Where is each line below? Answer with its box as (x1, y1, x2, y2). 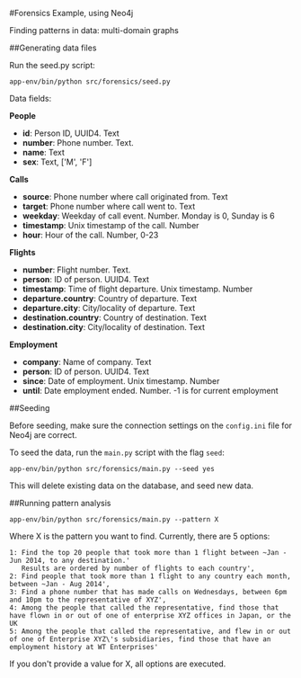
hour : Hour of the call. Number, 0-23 (22, 229, 159, 240)
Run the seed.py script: (9, 60, 96, 70)
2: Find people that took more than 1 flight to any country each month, (9, 572, 292, 581)
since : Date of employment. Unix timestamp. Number (22, 376, 220, 386)
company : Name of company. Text (22, 357, 152, 367)
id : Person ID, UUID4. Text (22, 128, 120, 138)
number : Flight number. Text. (22, 264, 131, 275)
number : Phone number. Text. (22, 138, 135, 147)
